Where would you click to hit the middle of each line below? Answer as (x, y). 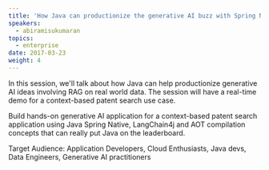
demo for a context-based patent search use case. (92, 100)
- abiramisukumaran (48, 30)
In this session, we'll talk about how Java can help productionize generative (133, 83)
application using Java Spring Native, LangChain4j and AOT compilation (127, 124)
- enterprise (37, 46)
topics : (21, 38)
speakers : (25, 23)
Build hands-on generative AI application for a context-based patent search (133, 115)
